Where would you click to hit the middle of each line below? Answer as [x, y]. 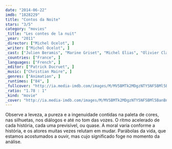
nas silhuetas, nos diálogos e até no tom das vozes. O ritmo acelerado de [82, 120]
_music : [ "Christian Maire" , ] [39, 72]
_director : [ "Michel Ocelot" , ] [40, 43]
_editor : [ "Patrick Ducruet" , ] [40, 67]
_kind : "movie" [21, 95]
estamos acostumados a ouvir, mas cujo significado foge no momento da [83, 136]
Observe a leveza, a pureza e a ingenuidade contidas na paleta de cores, [82, 115]
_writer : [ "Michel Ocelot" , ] [38, 48]
